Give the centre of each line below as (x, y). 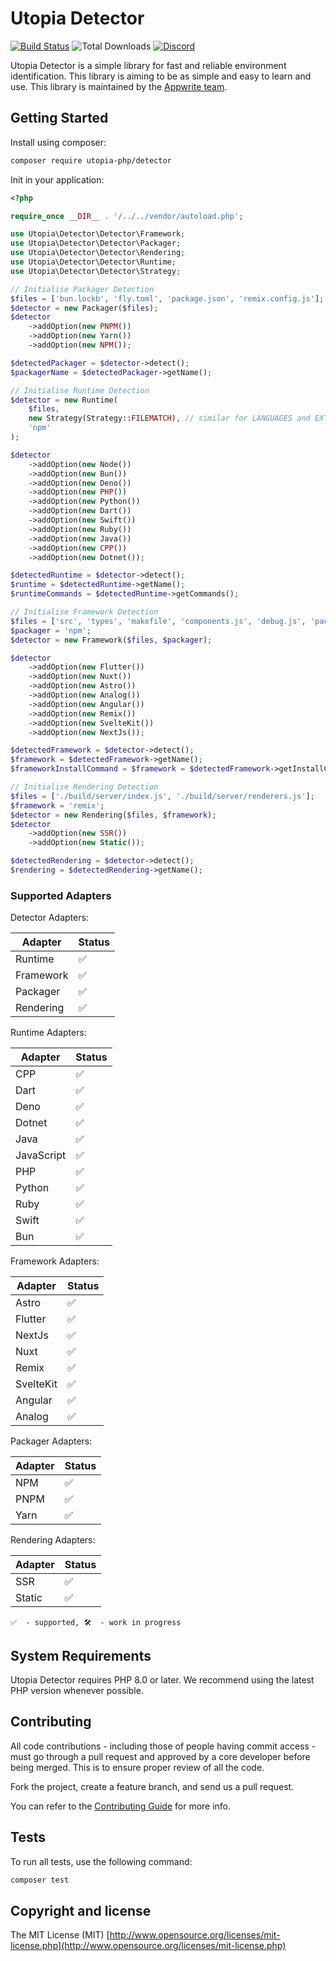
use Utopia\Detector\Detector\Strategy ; (96, 271)
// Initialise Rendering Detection (84, 787)
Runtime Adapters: (48, 1033)
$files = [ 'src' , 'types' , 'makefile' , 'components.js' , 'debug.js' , (158, 621)
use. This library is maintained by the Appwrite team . (119, 86)
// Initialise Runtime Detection (80, 390)
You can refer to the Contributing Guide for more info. (121, 1806)
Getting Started (59, 118)
